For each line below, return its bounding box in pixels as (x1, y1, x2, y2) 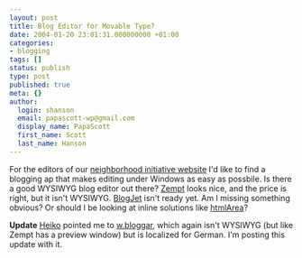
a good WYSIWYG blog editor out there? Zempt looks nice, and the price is (9, 182, 287, 194)
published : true (9, 80, 70, 89)
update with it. (9, 238, 63, 249)
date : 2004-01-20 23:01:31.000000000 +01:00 (9, 30, 179, 39)
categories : (9, 38, 54, 48)
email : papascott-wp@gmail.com (17, 114, 135, 123)
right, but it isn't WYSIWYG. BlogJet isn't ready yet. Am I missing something (9, 192, 290, 203)
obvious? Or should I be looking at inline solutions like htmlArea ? (9, 202, 249, 213)
